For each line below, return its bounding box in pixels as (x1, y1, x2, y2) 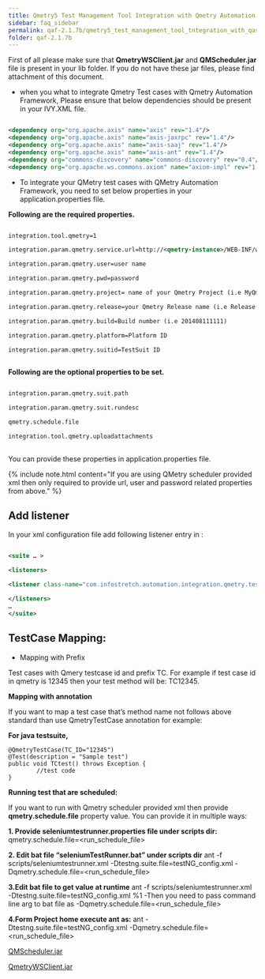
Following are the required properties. (8, 209, 136, 219)
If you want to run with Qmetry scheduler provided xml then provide (8, 803, 229, 812)
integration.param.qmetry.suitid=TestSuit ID (8, 345, 160, 354)
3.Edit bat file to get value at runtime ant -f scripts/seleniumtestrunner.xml (8, 882, 252, 891)
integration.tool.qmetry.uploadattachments (8, 432, 154, 440)
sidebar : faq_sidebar (8, 19, 80, 27)
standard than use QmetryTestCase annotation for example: (8, 715, 203, 725)
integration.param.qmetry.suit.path (8, 390, 129, 397)
